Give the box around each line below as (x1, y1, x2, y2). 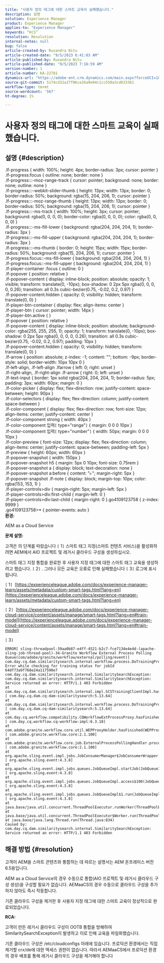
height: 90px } (25, 390, 54, 396)
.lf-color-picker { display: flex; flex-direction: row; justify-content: (5, 385, 136, 391)
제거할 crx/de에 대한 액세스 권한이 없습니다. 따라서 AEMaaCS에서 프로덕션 (5, 947, 148, 953)
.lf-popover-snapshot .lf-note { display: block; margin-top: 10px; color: (5, 476, 146, 482)
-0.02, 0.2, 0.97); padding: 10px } (30, 339, 97, 344)
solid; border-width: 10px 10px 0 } (17, 359, 85, 365)
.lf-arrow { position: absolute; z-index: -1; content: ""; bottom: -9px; (5, 354, 141, 360)
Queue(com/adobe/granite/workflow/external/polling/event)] (5, 655, 130, 660)
